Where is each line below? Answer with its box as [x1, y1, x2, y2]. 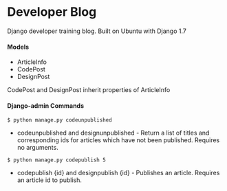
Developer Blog [7, 4, 97, 20]
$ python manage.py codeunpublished [7, 117, 112, 124]
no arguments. [17, 144, 58, 152]
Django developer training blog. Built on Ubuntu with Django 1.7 [7, 27, 187, 35]
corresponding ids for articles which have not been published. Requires [17, 136, 220, 144]
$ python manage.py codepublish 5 [7, 157, 107, 164]
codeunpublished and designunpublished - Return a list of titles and [17, 128, 210, 137]
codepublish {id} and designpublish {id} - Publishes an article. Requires [17, 169, 220, 177]
